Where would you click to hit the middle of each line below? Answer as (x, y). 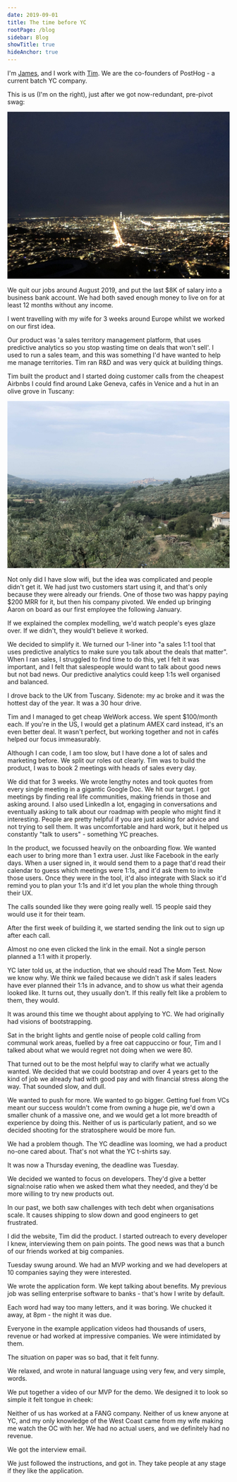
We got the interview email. (47, 1449)
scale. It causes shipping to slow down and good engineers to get (103, 1215)
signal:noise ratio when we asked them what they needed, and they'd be (113, 1186)
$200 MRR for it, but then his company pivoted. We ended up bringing (109, 602)
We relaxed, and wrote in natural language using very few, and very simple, (116, 1371)
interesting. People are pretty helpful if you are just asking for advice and (113, 819)
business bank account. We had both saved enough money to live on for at (116, 298)
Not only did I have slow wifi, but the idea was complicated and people (110, 579)
